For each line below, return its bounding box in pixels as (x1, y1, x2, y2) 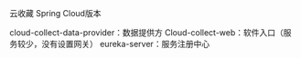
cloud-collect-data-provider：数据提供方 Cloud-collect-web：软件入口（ (9, 27, 284, 38)
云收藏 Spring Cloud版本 (9, 8, 102, 18)
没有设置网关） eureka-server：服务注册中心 (40, 39, 210, 49)
